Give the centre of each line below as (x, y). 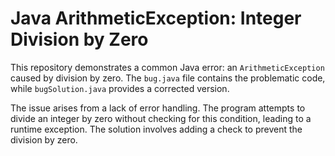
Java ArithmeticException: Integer (156, 18)
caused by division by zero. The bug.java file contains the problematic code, (168, 78)
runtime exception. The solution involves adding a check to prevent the (156, 129)
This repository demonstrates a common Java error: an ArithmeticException (167, 67)
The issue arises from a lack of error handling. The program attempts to (158, 108)
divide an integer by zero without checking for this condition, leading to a (161, 118)
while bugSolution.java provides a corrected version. (120, 88)
